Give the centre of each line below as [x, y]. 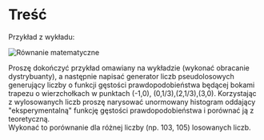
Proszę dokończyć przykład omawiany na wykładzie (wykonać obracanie [129, 68]
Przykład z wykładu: [42, 37]
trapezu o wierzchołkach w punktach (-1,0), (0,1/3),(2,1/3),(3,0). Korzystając [133, 93]
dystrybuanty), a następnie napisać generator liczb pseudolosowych [121, 76]
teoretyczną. [29, 118]
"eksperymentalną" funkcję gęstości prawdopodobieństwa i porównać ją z [131, 110]
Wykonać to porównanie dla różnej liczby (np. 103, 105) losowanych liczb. [130, 127]
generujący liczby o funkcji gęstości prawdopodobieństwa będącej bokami [132, 85]
